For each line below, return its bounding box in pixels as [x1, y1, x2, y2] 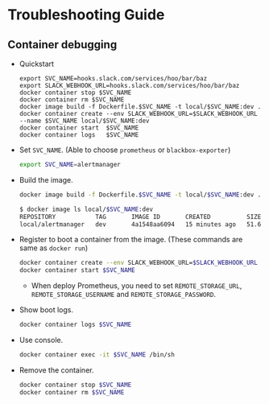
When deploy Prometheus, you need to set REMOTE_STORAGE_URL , [31, 281, 242, 291]
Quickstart [19, 59, 54, 68]
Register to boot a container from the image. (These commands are [19, 235, 243, 245]
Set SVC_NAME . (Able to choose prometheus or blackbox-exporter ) [19, 145, 231, 155]
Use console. [19, 336, 64, 344]
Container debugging [7, 38, 118, 52]
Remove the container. [19, 365, 94, 375]
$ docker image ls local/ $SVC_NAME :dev [19, 205, 154, 213]
